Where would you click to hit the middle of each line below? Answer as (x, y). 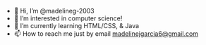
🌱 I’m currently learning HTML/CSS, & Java (77, 26)
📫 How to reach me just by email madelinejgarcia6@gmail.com (106, 34)
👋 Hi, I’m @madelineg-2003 (54, 11)
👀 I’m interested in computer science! (68, 18)
